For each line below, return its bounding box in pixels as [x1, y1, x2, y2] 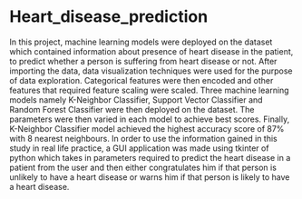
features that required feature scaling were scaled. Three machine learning [9, 85, 289, 95]
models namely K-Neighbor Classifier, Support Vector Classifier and [9, 94, 263, 105]
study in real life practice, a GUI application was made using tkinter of [9, 143, 269, 154]
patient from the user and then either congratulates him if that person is [9, 162, 277, 173]
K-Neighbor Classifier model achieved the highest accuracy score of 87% [9, 123, 285, 134]
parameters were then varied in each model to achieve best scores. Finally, [9, 114, 290, 124]
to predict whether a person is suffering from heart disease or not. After [9, 55, 278, 66]
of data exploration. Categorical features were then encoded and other [9, 75, 274, 85]
